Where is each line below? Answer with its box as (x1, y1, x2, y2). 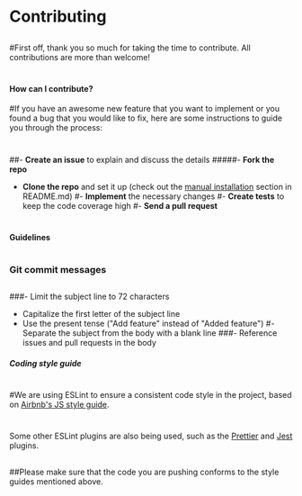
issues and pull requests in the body (22, 338, 157, 348)
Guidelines (9, 231, 51, 242)
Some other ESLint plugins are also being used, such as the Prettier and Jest (9, 430, 293, 442)
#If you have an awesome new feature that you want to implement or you (9, 104, 280, 114)
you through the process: (9, 122, 103, 133)
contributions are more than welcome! (9, 51, 151, 62)
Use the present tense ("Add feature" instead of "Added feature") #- (22, 318, 275, 329)
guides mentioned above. (9, 475, 103, 487)
